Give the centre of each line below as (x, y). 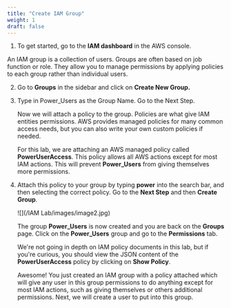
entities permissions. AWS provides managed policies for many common (120, 122)
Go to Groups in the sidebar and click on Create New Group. (104, 88)
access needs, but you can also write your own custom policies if (110, 129)
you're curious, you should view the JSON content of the (98, 254)
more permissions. (43, 172)
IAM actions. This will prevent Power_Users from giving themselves (113, 164)
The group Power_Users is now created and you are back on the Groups (121, 227)
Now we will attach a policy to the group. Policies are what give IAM (113, 114)
